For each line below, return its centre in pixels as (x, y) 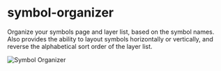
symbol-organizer (61, 13)
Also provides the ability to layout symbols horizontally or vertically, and (110, 39)
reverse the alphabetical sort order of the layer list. (80, 46)
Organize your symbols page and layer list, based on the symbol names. (111, 32)
